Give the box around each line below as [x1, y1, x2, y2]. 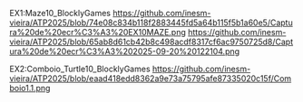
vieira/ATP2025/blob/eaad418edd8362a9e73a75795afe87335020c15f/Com [9, 73, 292, 84]
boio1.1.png [9, 83, 51, 93]
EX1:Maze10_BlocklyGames [9, 8, 112, 18]
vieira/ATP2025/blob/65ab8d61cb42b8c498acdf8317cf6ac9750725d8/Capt [9, 36, 294, 47]
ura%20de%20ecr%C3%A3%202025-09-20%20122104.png [9, 46, 240, 57]
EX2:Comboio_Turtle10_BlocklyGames [9, 63, 151, 74]
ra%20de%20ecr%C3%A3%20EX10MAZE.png [9, 27, 186, 37]
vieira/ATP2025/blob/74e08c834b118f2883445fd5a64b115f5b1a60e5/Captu [9, 17, 293, 28]
